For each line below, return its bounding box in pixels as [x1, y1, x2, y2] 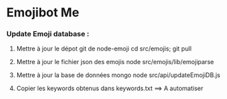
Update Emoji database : [6, 29, 90, 39]
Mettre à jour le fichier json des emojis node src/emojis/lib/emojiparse [16, 58, 214, 66]
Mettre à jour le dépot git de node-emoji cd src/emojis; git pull [16, 44, 192, 53]
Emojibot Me [6, 5, 80, 20]
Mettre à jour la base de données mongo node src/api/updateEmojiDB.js [16, 71, 221, 79]
